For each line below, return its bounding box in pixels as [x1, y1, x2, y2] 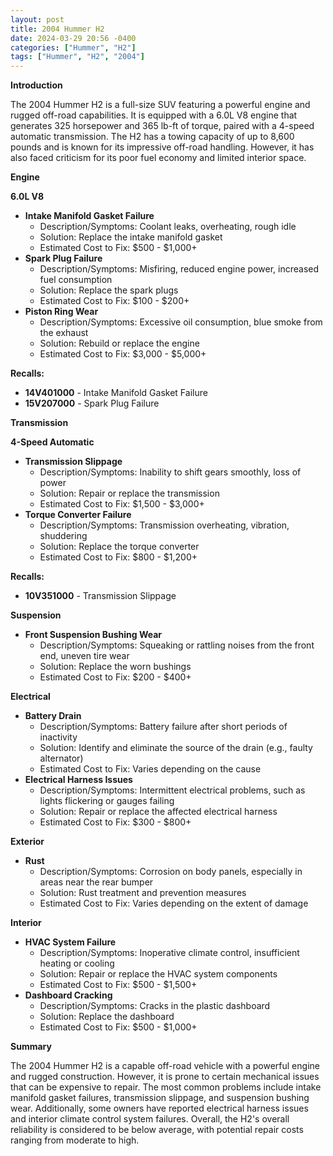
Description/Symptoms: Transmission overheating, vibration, [39, 519, 290, 531]
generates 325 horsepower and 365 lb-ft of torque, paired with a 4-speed [10, 120, 315, 132]
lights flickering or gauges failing [39, 795, 175, 807]
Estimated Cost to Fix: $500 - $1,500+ [39, 979, 198, 991]
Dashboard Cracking [24, 989, 113, 1001]
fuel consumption [39, 274, 113, 286]
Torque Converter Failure [24, 509, 132, 521]
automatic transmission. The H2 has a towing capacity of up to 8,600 [10, 131, 295, 143]
